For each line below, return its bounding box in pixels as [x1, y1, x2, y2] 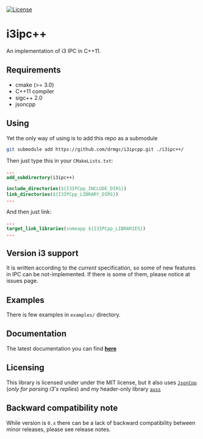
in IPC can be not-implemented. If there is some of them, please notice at [6, 271, 190, 278]
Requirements [6, 65, 61, 76]
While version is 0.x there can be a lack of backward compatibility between [6, 419, 196, 426]
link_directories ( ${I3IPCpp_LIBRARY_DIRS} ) [6, 191, 119, 198]
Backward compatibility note [6, 403, 118, 413]
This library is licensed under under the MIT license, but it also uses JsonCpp [6, 379, 197, 386]
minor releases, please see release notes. [6, 426, 111, 433]
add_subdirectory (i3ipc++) [6, 174, 75, 181]
